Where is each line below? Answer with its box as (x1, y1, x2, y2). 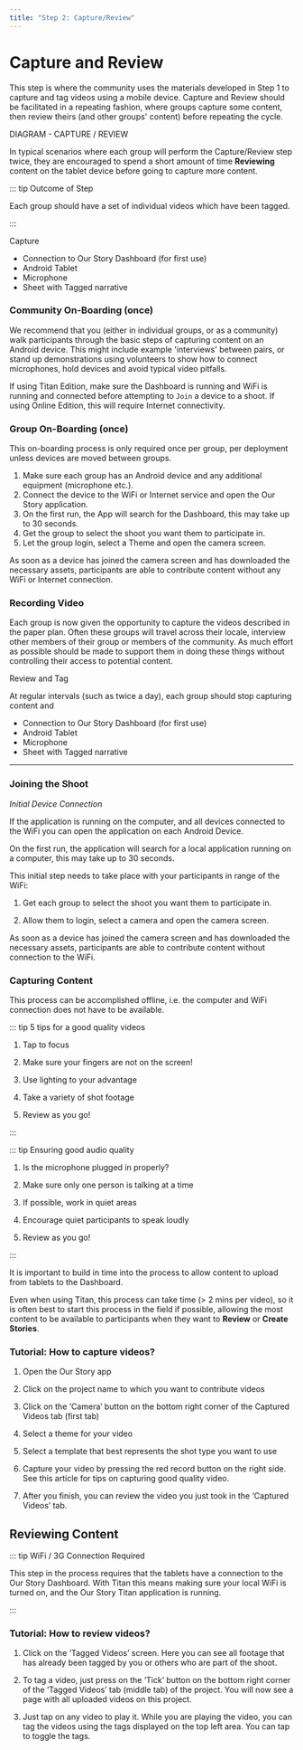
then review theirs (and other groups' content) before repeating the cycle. (9, 110, 284, 122)
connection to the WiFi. (9, 951, 96, 962)
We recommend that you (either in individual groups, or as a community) (9, 325, 279, 336)
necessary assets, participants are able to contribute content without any (9, 564, 281, 575)
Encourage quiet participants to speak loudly (22, 1215, 189, 1225)
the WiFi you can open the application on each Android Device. (9, 825, 244, 837)
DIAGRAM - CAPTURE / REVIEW (9, 128, 129, 139)
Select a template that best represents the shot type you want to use (22, 1446, 278, 1457)
